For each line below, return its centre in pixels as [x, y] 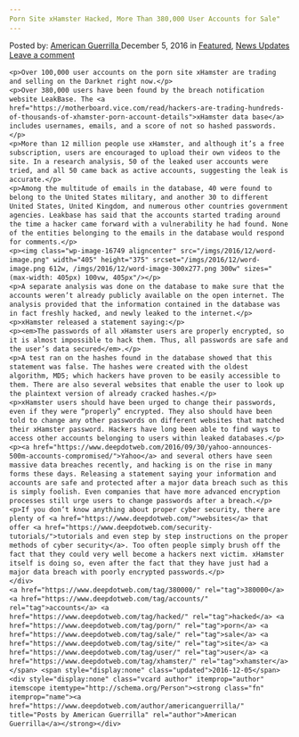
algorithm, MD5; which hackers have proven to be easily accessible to [145, 376]
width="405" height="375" [101, 260]
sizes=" [259, 269]
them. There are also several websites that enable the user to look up [147, 385]
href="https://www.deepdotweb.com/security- [129, 527]
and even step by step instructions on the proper [193, 536]
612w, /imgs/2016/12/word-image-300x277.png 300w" [145, 269]
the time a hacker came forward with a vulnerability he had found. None [149, 224]
